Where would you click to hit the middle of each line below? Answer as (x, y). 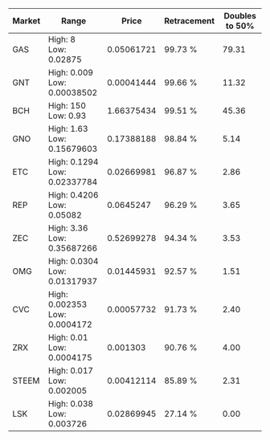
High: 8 (62, 39)
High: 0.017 (71, 371)
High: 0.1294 (73, 162)
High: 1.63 (68, 129)
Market (27, 21)
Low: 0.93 (67, 116)
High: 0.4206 (73, 195)
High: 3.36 (68, 228)
